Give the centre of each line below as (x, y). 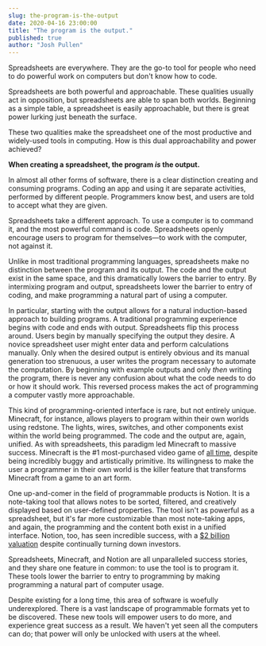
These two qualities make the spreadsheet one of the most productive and (130, 133)
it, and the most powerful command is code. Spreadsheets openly (116, 229)
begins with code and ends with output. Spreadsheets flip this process (124, 327)
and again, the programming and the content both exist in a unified (117, 527)
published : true (35, 38)
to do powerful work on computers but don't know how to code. (113, 76)
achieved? (25, 149)
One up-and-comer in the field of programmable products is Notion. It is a (129, 493)
